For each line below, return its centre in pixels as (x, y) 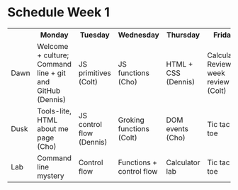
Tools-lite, (55, 111)
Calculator (183, 162)
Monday (54, 35)
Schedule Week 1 (58, 12)
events (177, 128)
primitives (95, 73)
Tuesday (95, 35)
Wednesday (138, 35)
